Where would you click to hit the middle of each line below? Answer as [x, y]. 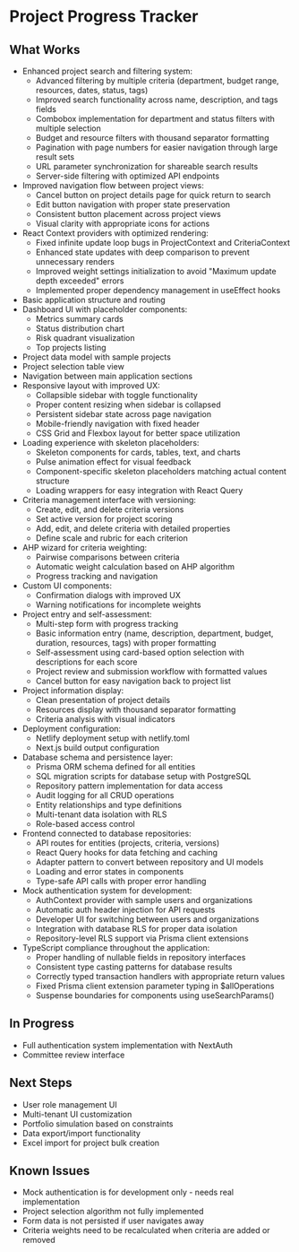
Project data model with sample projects [97, 357]
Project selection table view [73, 366]
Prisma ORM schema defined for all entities [115, 767]
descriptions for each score [86, 662]
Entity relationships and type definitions [108, 805]
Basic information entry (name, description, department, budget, [154, 633]
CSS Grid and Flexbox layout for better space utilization [138, 433]
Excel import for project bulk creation [90, 1143]
